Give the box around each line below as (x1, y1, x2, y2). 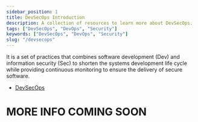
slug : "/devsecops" (6, 37, 56, 43)
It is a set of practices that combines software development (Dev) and (6, 53, 180, 60)
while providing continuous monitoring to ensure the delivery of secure (6, 66, 183, 73)
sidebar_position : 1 (6, 8, 59, 15)
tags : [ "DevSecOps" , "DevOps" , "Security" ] (6, 25, 118, 32)
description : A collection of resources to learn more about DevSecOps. (6, 20, 193, 26)
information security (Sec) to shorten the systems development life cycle (6, 59, 187, 67)
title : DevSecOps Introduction (6, 14, 85, 20)
